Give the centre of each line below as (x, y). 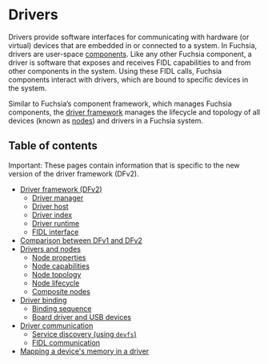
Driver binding (43, 300)
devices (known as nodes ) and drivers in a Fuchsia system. (106, 120)
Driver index (52, 215)
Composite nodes (61, 291)
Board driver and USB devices (82, 317)
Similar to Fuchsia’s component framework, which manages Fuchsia (120, 103)
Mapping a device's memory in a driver (84, 351)
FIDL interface (55, 232)
